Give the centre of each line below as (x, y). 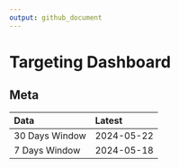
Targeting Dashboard (90, 62)
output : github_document (56, 18)
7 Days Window (47, 150)
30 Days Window (50, 136)
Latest (109, 120)
